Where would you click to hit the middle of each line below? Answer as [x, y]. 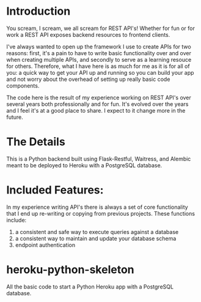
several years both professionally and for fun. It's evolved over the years [97, 104]
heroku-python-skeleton [70, 270]
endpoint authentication [45, 245]
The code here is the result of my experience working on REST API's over [99, 97]
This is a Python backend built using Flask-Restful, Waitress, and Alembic [99, 159]
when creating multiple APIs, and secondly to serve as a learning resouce [99, 59]
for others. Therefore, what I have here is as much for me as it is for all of [98, 66]
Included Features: [55, 190]
